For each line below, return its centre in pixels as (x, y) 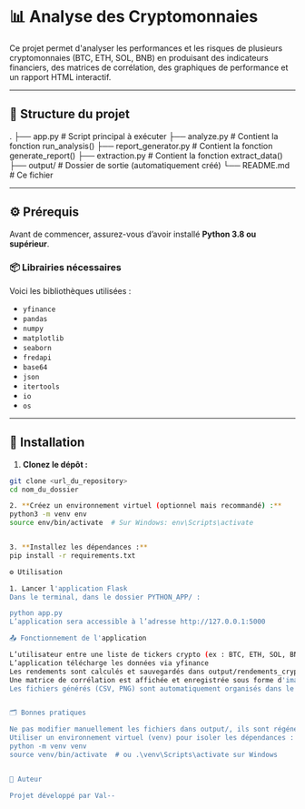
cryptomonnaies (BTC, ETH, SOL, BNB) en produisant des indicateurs (139, 57)
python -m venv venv (49, 746)
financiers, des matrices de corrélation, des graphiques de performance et (149, 67)
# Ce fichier (31, 175)
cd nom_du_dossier (44, 490)
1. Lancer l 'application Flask (69, 588)
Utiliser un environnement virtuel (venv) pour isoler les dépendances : (152, 738)
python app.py (36, 613)
